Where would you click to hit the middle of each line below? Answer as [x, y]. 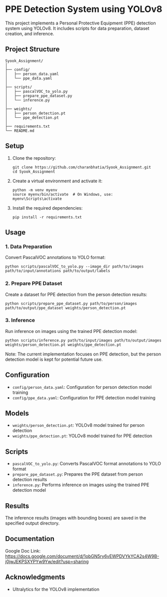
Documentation [30, 539]
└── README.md [20, 131]
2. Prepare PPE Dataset [34, 284]
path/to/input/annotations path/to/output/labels [58, 271]
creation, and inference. [30, 33]
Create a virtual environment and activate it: [57, 181]
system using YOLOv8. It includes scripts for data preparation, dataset [77, 28]
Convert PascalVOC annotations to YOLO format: [55, 258]
